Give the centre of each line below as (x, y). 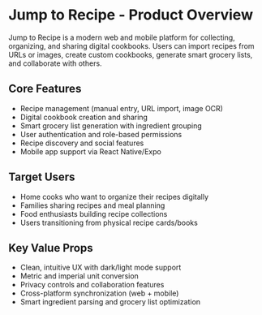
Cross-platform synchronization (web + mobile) (99, 293)
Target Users (42, 177)
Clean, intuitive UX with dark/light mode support (101, 268)
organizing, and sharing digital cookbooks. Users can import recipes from (131, 45)
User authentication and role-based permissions (101, 134)
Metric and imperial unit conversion (79, 276)
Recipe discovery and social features (82, 143)
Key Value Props (51, 248)
